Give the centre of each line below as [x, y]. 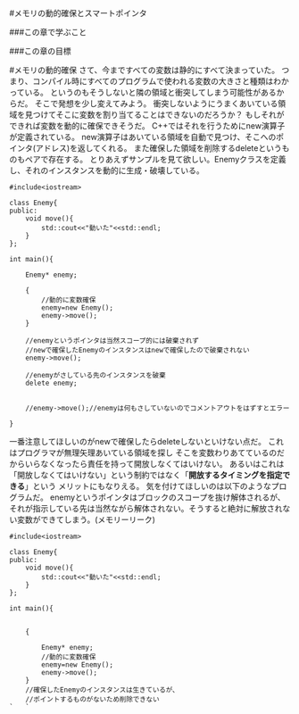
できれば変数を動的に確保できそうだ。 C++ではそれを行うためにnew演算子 [147, 126]
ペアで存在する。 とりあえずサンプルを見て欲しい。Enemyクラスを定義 [156, 159]
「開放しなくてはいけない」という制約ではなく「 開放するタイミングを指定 [146, 475]
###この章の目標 [40, 51]
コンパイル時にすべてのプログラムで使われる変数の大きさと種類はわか [161, 81]
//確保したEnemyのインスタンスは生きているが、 [102, 690]
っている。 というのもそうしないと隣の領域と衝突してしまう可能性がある [143, 92]
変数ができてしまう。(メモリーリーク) [86, 519]
